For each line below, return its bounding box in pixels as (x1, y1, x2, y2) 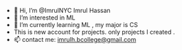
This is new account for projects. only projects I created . (13, 28, 175, 36)
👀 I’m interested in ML (13, 14, 76, 22)
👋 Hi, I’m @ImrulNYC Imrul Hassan (13, 7, 111, 14)
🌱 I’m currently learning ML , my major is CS (13, 21, 139, 28)
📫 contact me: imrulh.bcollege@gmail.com (13, 36, 137, 43)
